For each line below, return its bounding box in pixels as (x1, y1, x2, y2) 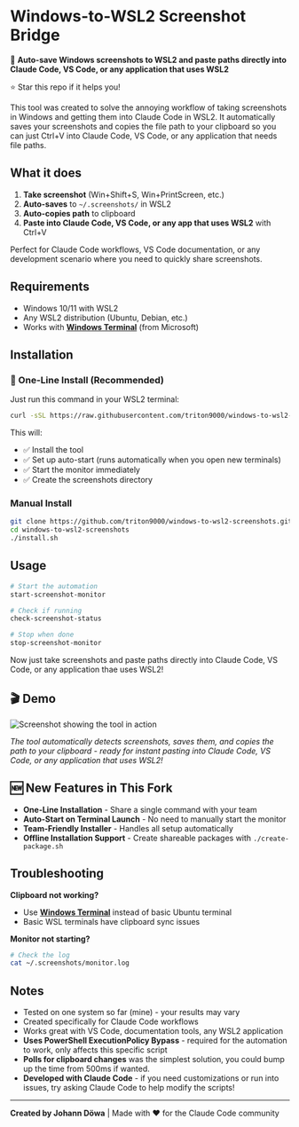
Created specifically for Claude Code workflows (22, 1016, 199, 1027)
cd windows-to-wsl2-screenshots (10, 525, 130, 534)
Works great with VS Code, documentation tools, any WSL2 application (22, 1026, 283, 1036)
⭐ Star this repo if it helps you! (10, 82, 121, 92)
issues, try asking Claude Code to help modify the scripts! (22, 1083, 235, 1093)
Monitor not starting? (10, 934, 90, 944)
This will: (10, 428, 43, 438)
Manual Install (10, 497, 73, 509)
